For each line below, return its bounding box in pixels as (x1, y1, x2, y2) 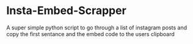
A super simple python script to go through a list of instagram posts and (6, 24, 188, 31)
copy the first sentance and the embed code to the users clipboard (6, 30, 175, 37)
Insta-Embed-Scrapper (6, 4, 126, 18)
